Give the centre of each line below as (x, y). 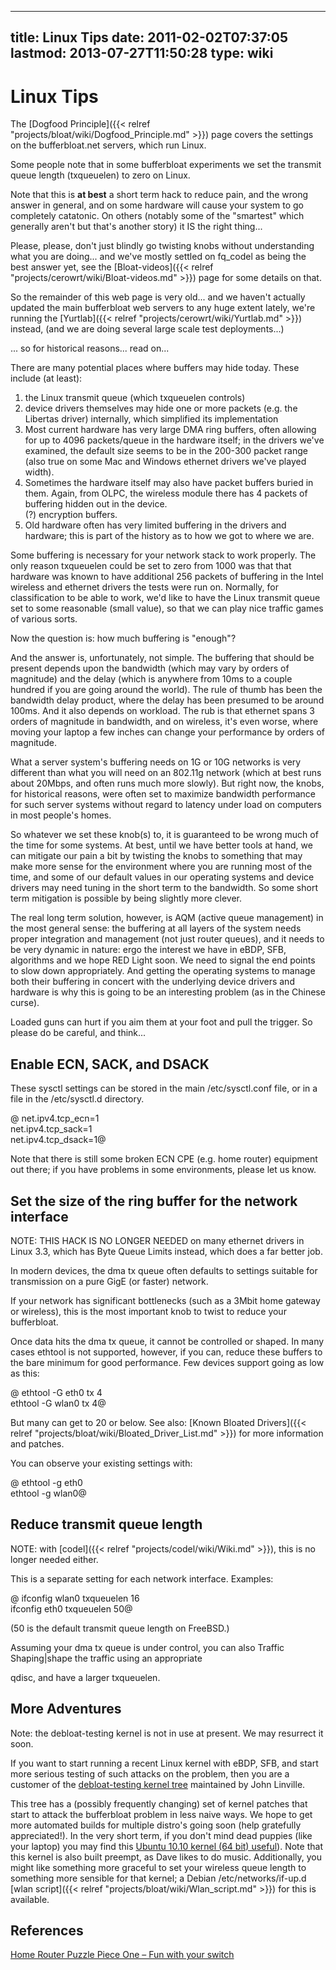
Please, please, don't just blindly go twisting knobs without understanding (162, 246)
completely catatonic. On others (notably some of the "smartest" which (157, 216)
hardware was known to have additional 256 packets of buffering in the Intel (167, 577)
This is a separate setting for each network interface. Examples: (142, 1578)
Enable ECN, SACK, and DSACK (110, 1064)
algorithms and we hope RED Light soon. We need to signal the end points (163, 960)
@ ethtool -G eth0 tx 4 (56, 1392)
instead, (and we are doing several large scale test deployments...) (147, 329)
